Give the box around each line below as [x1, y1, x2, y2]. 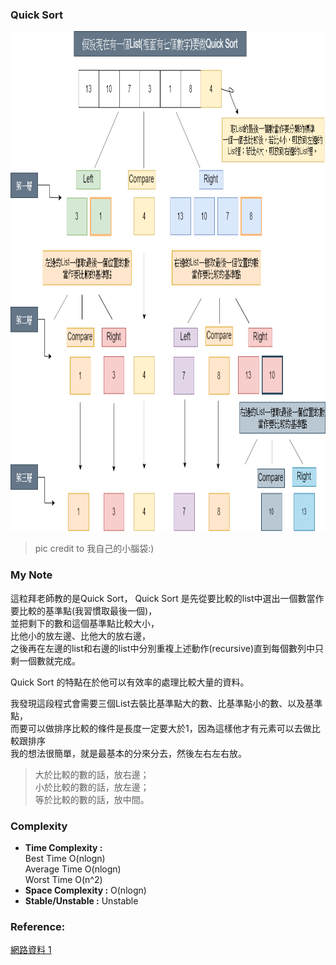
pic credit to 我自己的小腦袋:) [34, 543, 155, 555]
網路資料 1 [10, 944, 52, 956]
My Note [10, 568, 53, 582]
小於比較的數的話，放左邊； [34, 781, 150, 793]
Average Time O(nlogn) [24, 863, 122, 875]
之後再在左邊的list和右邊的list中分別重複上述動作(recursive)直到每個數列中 [10, 642, 315, 654]
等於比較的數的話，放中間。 [34, 793, 150, 805]
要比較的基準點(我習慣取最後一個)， [10, 604, 158, 617]
